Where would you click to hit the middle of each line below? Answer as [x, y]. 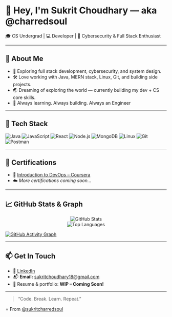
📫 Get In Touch [30, 256]
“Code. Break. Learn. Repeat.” [49, 299]
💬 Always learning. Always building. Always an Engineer [72, 103]
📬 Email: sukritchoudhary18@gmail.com [56, 277]
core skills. [24, 97]
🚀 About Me [24, 59]
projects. [22, 84]
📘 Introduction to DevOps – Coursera [51, 175]
